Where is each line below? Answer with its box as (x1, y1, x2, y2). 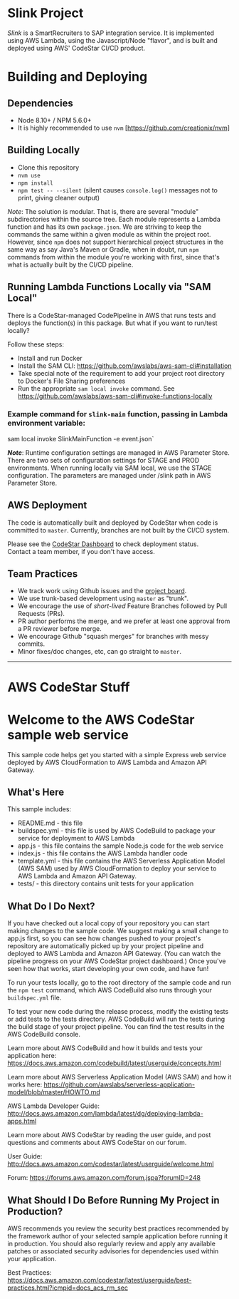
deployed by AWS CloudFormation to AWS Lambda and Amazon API (7, 758, 208, 766)
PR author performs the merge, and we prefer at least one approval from (17, 617, 230, 625)
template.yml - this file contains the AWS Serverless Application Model (17, 857, 225, 866)
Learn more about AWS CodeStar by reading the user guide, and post (7, 1131, 211, 1139)
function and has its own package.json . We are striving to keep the (7, 222, 202, 231)
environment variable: (7, 419, 85, 428)
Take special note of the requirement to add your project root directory (17, 369, 225, 377)
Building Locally (7, 144, 80, 156)
